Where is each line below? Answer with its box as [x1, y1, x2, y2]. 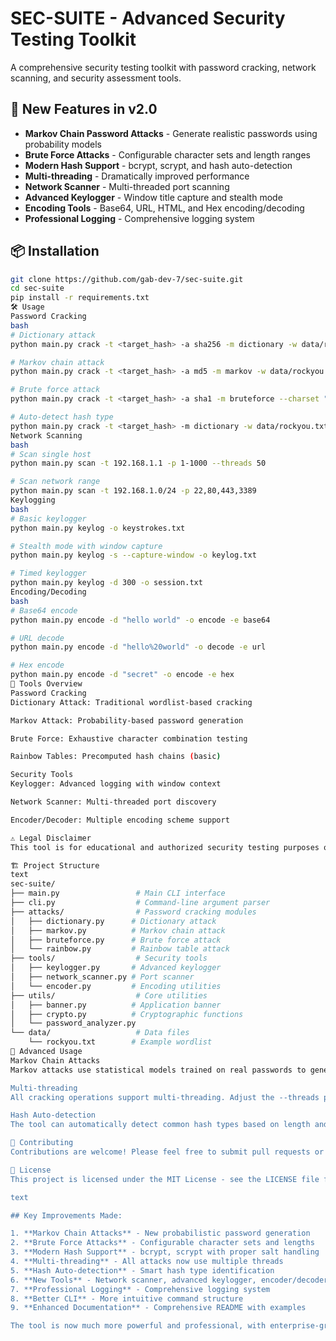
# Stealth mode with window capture [10, 541, 163, 551]
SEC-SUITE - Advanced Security [10, 7, 286, 30]
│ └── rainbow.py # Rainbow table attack [10, 944, 230, 954]
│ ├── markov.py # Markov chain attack [10, 925, 226, 936]
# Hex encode [10, 660, 65, 671]
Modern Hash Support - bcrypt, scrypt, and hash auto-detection [24, 159, 293, 171]
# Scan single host [10, 449, 92, 459]
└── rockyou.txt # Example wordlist [28, 1037, 213, 1047]
